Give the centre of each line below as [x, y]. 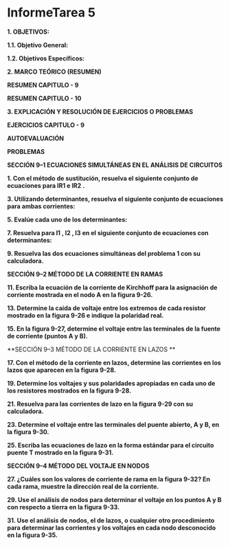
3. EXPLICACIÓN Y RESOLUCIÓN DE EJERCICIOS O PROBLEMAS [100, 111]
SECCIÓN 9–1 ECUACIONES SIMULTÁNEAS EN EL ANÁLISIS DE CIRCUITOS [115, 165]
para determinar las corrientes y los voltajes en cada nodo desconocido [112, 527]
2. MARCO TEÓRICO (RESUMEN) [54, 72]
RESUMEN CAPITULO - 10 [44, 98]
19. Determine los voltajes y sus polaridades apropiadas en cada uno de [111, 383]
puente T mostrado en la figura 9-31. [60, 452]
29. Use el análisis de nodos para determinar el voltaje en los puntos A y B [114, 499]
